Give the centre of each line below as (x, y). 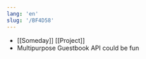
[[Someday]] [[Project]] (51, 40)
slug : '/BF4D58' (30, 20)
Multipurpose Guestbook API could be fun (78, 48)
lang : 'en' (23, 14)
